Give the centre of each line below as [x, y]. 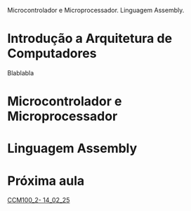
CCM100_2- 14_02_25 [39, 200]
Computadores [52, 54]
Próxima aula [46, 180]
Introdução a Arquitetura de [90, 39]
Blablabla [21, 72]
